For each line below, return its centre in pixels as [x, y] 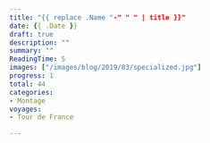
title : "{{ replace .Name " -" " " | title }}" [97, 17]
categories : [31, 92]
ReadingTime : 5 [38, 59]
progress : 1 [31, 76]
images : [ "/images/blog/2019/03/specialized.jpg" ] [105, 68]
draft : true [31, 34]
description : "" [39, 42]
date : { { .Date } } [43, 26]
